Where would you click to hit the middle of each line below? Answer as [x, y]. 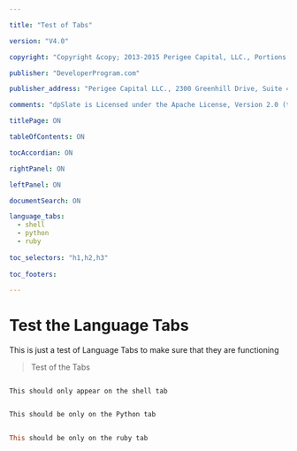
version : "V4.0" [39, 41]
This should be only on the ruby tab [79, 439]
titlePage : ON [35, 121]
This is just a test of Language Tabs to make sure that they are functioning [144, 350]
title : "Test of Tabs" [51, 25]
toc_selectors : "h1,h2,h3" [59, 257]
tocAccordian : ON [41, 153]
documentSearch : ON [45, 201]
